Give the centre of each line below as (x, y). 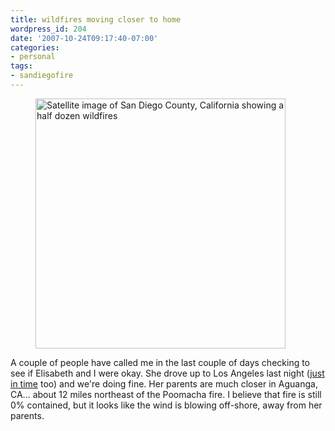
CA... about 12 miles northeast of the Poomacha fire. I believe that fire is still (166, 394)
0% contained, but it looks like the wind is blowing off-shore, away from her (166, 405)
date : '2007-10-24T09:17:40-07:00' (84, 38)
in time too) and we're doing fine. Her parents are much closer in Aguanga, (164, 383)
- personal (33, 57)
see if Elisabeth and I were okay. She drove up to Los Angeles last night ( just (167, 373)
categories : (35, 47)
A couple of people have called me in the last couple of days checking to (160, 362)
